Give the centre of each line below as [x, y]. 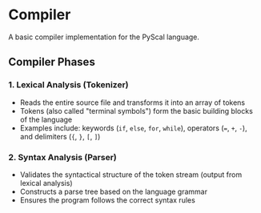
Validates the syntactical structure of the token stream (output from [131, 175]
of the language [46, 119]
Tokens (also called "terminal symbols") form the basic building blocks [137, 111]
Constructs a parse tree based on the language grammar [114, 191]
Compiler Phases [52, 62]
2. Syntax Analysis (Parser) [63, 157]
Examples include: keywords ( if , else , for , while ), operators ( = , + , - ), [133, 128]
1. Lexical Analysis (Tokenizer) [68, 85]
